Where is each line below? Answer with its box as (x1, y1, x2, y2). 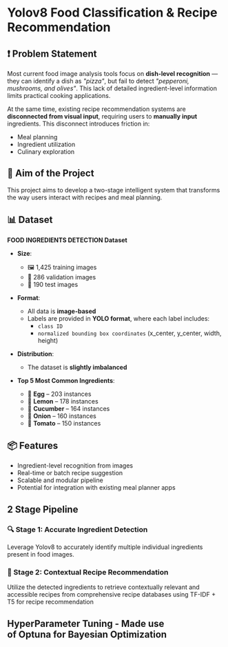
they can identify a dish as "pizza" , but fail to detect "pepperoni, (7, 77, 189, 85)
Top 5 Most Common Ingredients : (17, 376, 115, 384)
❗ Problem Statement (7, 48, 98, 59)
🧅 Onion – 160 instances (27, 412, 96, 420)
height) (37, 336, 59, 344)
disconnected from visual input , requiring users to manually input (7, 112, 198, 120)
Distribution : (17, 350, 54, 358)
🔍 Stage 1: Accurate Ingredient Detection (7, 524, 148, 534)
